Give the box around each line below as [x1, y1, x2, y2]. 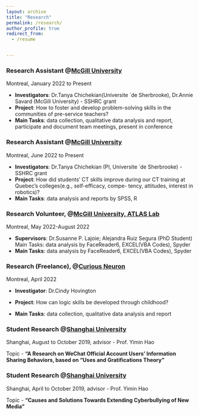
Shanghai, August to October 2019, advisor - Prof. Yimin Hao [6, 339, 154, 346]
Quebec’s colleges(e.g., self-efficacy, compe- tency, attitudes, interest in [14, 182, 193, 189]
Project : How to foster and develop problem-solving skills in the [14, 104, 171, 111]
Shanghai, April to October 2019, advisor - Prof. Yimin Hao [6, 385, 149, 392]
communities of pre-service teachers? [14, 111, 109, 118]
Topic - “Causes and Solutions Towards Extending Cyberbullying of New [6, 397, 189, 404]
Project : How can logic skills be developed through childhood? [14, 299, 169, 306]
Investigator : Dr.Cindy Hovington [14, 287, 96, 295]
